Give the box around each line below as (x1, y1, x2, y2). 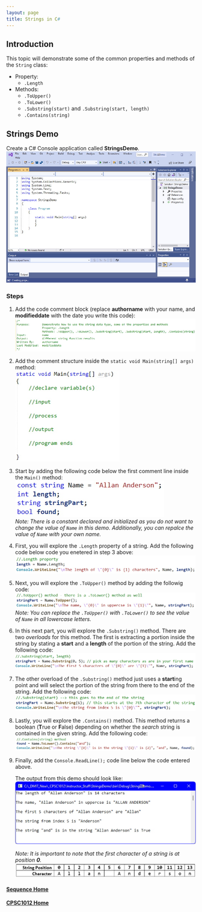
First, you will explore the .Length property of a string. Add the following (14, 542, 194, 549)
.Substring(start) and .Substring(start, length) (23, 105, 150, 112)
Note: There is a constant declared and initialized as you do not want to (14, 518, 194, 525)
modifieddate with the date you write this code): (14, 312, 135, 319)
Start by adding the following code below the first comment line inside (14, 467, 189, 474)
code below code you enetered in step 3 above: (14, 548, 133, 555)
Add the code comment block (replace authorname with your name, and (14, 305, 195, 313)
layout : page (6, 10, 39, 16)
